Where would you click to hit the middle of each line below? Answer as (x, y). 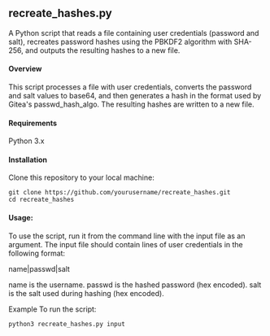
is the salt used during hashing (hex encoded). (86, 293)
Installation (28, 159)
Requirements (33, 123)
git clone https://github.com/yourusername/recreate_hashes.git (120, 193)
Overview (25, 69)
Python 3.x (26, 141)
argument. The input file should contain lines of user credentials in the (126, 244)
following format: (37, 253)
